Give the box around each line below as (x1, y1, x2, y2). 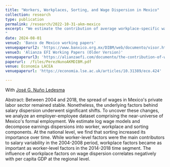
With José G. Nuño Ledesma (5, 87, 65, 93)
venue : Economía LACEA (5, 64, 53, 69)
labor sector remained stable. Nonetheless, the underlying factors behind (5, 102, 158, 108)
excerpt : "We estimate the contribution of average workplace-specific (5, 26, 159, 31)
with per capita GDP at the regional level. (5, 156, 91, 162)
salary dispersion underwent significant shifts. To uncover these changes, (5, 107, 159, 113)
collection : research (5, 12, 51, 17)
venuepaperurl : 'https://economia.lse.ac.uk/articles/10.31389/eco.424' (5, 69, 162, 74)
